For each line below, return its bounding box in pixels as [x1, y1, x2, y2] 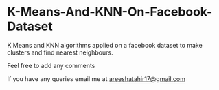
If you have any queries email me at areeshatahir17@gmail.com [7, 74, 186, 82]
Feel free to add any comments [7, 61, 95, 70]
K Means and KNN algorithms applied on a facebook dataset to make [7, 41, 203, 49]
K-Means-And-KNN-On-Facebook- [7, 4, 213, 20]
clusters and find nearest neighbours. [7, 48, 113, 57]
